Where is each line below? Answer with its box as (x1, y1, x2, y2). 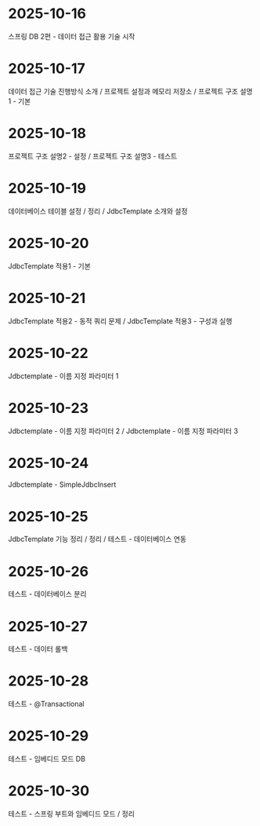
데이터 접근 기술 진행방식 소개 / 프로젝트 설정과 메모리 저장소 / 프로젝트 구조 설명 (8, 86, 253, 96)
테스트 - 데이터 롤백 (8, 645, 68, 654)
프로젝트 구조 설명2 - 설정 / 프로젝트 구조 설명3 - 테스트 (8, 151, 178, 161)
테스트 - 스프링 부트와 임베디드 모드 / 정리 (8, 810, 135, 819)
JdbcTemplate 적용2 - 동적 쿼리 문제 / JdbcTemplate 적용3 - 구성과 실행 (8, 316, 233, 326)
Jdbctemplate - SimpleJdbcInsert (8, 480, 117, 489)
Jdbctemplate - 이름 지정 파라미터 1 (8, 371, 119, 381)
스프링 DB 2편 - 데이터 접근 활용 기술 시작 (8, 31, 135, 41)
